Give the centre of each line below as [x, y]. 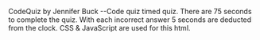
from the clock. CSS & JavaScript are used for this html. [99, 28]
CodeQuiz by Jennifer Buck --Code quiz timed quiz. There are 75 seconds [130, 11]
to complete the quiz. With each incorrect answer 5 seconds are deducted [130, 20]
